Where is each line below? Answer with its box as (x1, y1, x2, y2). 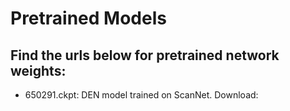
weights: (10, 62, 67, 79)
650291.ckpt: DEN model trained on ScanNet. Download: (24, 89, 259, 101)
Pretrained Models (10, 7, 167, 30)
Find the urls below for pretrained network (10, 47, 280, 64)
